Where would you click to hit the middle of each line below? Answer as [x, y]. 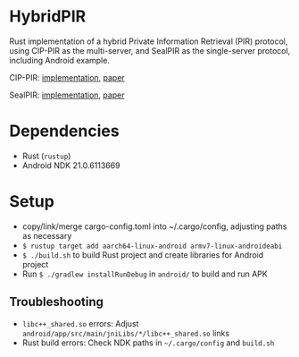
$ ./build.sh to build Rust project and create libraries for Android [143, 255]
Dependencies [64, 131]
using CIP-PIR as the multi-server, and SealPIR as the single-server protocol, [150, 50]
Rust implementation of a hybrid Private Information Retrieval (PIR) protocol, [149, 41]
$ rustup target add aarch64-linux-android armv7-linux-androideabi [152, 246]
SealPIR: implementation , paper [67, 95]
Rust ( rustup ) [46, 156]
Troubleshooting [57, 302]
